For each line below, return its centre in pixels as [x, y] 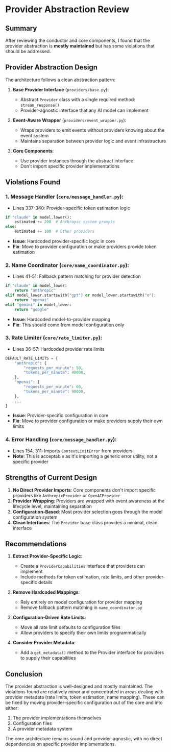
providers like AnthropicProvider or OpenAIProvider [66, 495]
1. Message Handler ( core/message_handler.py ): [64, 197]
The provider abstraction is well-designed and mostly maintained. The [79, 686]
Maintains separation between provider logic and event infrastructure [93, 141]
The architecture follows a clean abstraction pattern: [60, 80]
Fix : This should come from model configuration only [68, 325]
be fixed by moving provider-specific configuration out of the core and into [84, 702]
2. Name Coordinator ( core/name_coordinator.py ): [67, 265]
